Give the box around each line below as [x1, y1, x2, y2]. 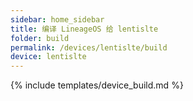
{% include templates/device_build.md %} [10, 79, 184, 91]
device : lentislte [10, 52, 87, 62]
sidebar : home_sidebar [10, 14, 105, 25]
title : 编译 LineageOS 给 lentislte [10, 24, 159, 34]
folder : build [10, 33, 70, 43]
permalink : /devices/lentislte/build [10, 42, 168, 53]
